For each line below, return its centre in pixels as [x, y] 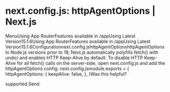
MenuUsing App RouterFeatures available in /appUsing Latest [70, 36]
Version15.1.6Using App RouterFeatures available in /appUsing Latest [78, 41]
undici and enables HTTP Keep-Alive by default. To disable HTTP [74, 57]
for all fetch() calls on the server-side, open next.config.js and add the [91, 63]
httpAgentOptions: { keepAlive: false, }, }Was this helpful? [66, 74]
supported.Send [22, 84]
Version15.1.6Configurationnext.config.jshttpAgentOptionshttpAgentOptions [85, 47]
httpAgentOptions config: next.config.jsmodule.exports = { [67, 68]
